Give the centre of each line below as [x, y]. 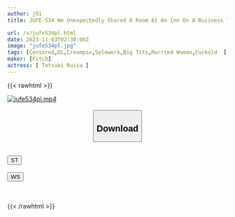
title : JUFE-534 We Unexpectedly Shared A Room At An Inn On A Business [115, 20]
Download [117, 128]
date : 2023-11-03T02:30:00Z [48, 39]
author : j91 [24, 14]
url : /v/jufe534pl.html [42, 33]
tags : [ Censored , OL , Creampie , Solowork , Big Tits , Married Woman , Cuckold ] [117, 52]
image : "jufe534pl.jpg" [42, 46]
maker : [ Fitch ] [29, 59]
